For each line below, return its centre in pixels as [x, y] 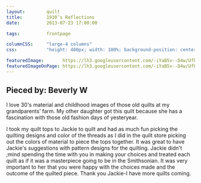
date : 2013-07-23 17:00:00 [52, 23]
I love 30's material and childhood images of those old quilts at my [88, 104]
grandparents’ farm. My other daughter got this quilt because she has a [94, 111]
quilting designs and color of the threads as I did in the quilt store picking [96, 135]
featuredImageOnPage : [33, 66]
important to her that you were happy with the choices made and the [91, 167]
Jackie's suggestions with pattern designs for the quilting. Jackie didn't [94, 148]
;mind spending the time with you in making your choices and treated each [98, 154]
